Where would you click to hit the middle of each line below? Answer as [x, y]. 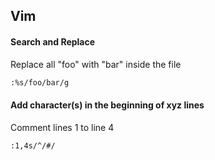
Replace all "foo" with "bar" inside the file [96, 64]
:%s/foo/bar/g [40, 82]
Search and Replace [53, 41]
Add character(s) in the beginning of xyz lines [107, 105]
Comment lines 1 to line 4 [62, 127]
